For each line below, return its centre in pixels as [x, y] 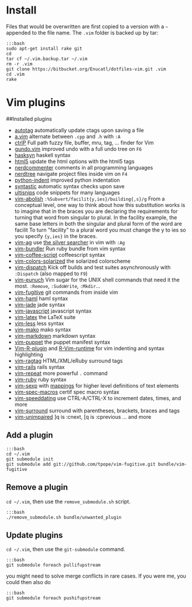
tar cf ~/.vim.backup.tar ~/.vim [47, 59]
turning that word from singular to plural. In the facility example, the [96, 217]
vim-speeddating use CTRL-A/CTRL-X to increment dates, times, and [98, 398]
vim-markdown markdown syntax [55, 335]
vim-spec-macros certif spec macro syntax [67, 392]
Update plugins [35, 535]
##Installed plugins [29, 118]
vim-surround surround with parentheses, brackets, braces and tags [97, 411]
